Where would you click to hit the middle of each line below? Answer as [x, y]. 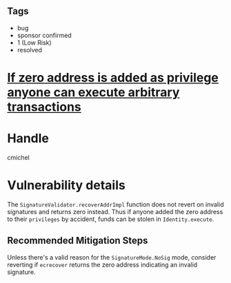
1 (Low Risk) [34, 42]
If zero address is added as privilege [113, 78]
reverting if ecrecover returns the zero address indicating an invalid [102, 264]
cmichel [18, 157]
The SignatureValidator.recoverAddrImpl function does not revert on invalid [115, 204]
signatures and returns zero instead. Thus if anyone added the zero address [115, 211]
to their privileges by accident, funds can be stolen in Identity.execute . [111, 219]
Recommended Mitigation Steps [78, 241]
